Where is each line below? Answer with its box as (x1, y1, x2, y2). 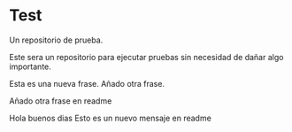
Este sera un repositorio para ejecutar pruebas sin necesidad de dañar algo (9, 51, 284, 62)
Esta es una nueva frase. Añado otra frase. (9, 78, 165, 89)
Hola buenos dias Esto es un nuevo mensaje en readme (9, 113, 212, 123)
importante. (9, 61, 51, 72)
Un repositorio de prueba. (9, 35, 104, 45)
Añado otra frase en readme (9, 95, 112, 106)
